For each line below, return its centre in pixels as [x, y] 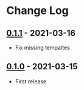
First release [31, 81]
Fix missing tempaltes [42, 47]
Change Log [37, 11]
